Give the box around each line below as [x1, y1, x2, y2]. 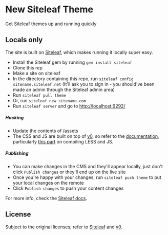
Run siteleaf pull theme [12, 92, 67, 98]
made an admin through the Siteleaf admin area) [12, 86, 115, 93]
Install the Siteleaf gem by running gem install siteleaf [12, 59, 132, 65]
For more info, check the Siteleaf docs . [5, 195, 87, 201]
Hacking [5, 115, 24, 121]
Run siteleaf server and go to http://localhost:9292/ [12, 103, 125, 109]
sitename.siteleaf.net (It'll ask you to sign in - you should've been [12, 81, 155, 87]
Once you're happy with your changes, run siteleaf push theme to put [12, 174, 161, 180]
